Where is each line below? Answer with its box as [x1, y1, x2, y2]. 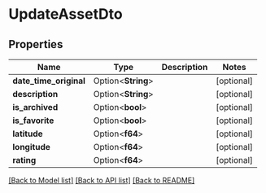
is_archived [12, 102, 59, 112]
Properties [8, 37, 63, 51]
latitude [12, 128, 43, 139]
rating [12, 155, 37, 165]
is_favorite [12, 115, 55, 126]
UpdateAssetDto [8, 5, 124, 24]
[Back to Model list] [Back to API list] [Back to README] [8, 176, 195, 185]
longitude [12, 142, 50, 152]
